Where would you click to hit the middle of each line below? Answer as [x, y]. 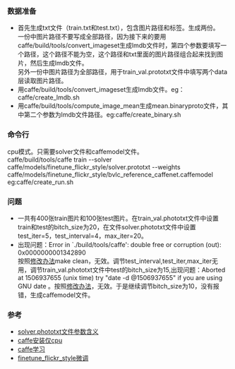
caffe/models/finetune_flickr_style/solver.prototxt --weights [94, 167]
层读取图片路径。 [42, 81]
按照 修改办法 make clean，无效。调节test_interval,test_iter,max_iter [115, 261]
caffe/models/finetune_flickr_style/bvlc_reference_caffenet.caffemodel [110, 174]
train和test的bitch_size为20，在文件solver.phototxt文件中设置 [107, 226]
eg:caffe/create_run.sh [41, 182]
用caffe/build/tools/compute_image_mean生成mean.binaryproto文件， [120, 106]
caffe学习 [31, 349]
